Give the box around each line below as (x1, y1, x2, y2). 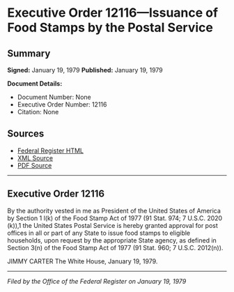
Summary (7, 47, 51, 59)
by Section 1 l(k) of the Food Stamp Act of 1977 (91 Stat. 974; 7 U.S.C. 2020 (7, 214, 223, 222)
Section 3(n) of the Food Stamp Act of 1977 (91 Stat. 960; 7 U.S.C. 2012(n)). (7, 243, 224, 252)
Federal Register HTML (17, 146, 84, 155)
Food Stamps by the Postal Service (7, 20, 214, 36)
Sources (7, 128, 45, 140)
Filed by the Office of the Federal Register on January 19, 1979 (7, 277, 187, 285)
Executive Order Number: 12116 (17, 100, 107, 109)
